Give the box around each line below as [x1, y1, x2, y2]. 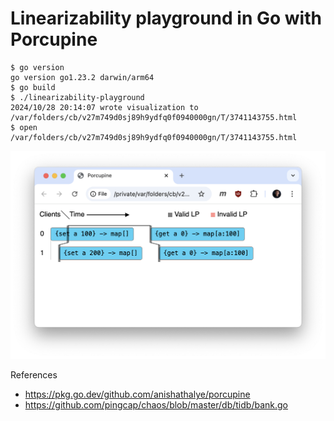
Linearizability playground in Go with [10, 7, 322, 30]
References [10, 369, 58, 381]
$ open [10, 122, 38, 132]
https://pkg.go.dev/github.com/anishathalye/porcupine [24, 388, 251, 401]
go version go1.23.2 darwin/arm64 [10, 72, 155, 82]
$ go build [10, 82, 56, 92]
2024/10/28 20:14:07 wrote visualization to [10, 102, 199, 112]
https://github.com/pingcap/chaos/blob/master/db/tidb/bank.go [24, 399, 288, 411]
